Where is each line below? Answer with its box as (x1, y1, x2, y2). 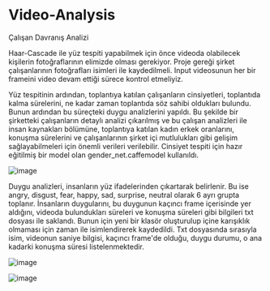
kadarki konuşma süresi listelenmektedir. (8, 242, 144, 251)
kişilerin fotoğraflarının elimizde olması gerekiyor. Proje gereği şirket (8, 57, 235, 66)
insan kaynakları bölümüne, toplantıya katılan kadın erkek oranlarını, (8, 124, 235, 134)
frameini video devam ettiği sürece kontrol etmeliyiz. (8, 74, 184, 83)
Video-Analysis (8, 6, 116, 24)
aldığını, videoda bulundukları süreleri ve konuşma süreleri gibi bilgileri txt (8, 207, 254, 216)
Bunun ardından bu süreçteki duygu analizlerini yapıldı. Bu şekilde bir (8, 107, 239, 117)
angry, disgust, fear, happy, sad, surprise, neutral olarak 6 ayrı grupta (8, 190, 240, 199)
